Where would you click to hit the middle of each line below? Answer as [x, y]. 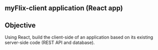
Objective [20, 25]
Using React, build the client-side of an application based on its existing [79, 37]
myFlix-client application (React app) [64, 8]
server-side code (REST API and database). [50, 42]
